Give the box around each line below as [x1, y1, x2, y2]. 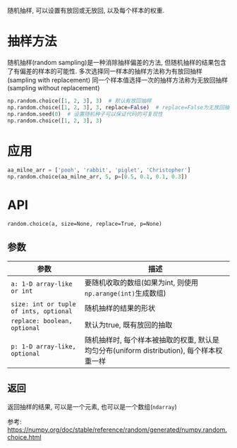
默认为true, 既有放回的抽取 [84, 320, 173, 329]
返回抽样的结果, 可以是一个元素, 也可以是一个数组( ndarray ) [7, 402, 178, 411]
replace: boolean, [11, 317, 73, 325]
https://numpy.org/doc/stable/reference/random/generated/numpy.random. [7, 425, 228, 434]
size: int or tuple [11, 300, 76, 308]
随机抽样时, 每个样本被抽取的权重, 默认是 [84, 334, 220, 344]
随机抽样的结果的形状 [84, 303, 156, 313]
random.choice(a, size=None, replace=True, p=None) [7, 221, 162, 228]
